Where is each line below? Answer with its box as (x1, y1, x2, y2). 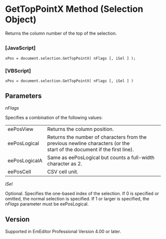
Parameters (5, 92, 42, 100)
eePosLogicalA (7, 157, 43, 164)
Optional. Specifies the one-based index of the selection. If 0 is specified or (5, 190, 159, 196)
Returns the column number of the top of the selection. (5, 30, 117, 36)
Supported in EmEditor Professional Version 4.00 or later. (5, 228, 121, 234)
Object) (5, 14, 37, 25)
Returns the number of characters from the (47, 133, 147, 140)
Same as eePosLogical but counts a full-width (47, 154, 155, 161)
